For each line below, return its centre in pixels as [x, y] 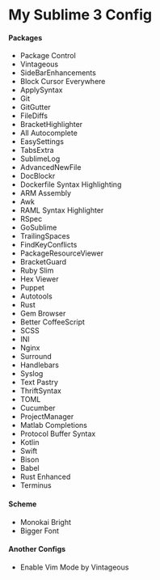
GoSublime [38, 227]
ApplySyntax [41, 90]
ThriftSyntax [41, 391]
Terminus [36, 485]
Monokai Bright [45, 522]
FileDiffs [34, 116]
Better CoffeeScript [52, 322]
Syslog [32, 374]
